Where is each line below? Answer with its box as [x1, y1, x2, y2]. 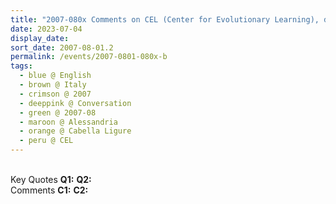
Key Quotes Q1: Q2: [10, 174, 92, 185]
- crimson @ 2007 [19, 89, 92, 99]
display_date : [10, 33, 70, 43]
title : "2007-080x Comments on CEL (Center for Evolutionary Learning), [10, 14, 320, 25]
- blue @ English [19, 71, 92, 81]
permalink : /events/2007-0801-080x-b [10, 52, 168, 62]
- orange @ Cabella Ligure [19, 126, 132, 136]
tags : [10, 61, 33, 71]
